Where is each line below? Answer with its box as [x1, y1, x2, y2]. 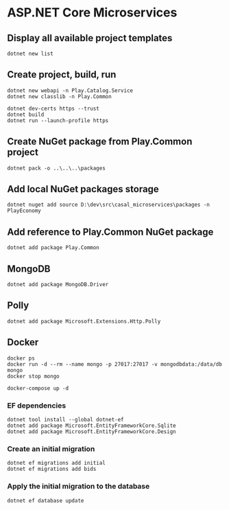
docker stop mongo [7, 373, 60, 380]
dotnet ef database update [7, 497, 84, 504]
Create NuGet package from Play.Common [7, 136, 193, 148]
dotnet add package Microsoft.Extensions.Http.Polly [7, 318, 161, 325]
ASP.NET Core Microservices [7, 5, 178, 21]
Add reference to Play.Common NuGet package [7, 226, 214, 237]
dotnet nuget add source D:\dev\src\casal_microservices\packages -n [7, 201, 210, 209]
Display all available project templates [7, 32, 173, 44]
